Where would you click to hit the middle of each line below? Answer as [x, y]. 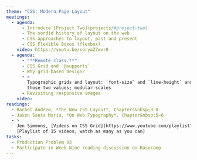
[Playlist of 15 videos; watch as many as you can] [81, 132]
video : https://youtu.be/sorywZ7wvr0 [63, 50]
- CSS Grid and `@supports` [56, 66]
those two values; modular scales [69, 88]
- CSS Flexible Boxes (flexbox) [61, 45]
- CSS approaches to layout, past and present [79, 39]
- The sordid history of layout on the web [76, 33]
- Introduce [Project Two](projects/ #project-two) [85, 28]
